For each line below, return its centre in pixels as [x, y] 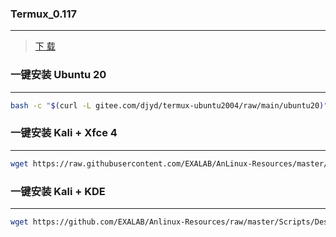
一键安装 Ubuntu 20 [58, 75]
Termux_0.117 [43, 14]
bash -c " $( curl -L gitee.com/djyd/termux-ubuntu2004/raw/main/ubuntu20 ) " [169, 105]
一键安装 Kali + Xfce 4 [64, 133]
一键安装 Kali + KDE [58, 191]
